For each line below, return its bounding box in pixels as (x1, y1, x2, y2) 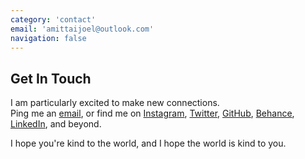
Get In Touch (10, 70, 92, 87)
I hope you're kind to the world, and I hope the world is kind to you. (10, 137, 287, 150)
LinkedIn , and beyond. (10, 118, 102, 130)
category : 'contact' (10, 14, 97, 25)
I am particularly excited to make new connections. (10, 97, 220, 109)
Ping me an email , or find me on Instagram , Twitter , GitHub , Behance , (10, 107, 295, 120)
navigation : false (10, 33, 87, 43)
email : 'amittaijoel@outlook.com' (10, 24, 155, 34)
